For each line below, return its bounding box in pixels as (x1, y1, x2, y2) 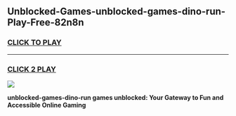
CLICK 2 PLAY (7, 64, 56, 74)
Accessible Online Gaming (7, 101, 86, 109)
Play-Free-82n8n (7, 17, 84, 29)
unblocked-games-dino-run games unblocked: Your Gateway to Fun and (7, 93, 224, 101)
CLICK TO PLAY (7, 38, 62, 48)
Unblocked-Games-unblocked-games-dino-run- (7, 6, 226, 18)
